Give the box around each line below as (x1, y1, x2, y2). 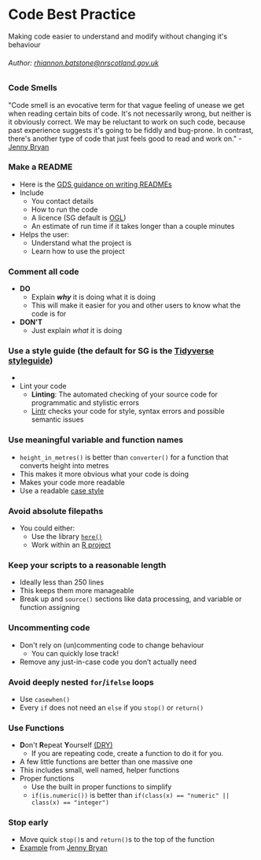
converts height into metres (19, 460, 109, 470)
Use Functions (8, 722, 64, 733)
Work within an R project (31, 541, 112, 549)
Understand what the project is (31, 238, 132, 247)
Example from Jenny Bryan (19, 843, 108, 853)
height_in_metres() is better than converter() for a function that (19, 452, 229, 462)
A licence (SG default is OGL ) (31, 212, 127, 222)
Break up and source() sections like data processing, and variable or (19, 594, 242, 603)
